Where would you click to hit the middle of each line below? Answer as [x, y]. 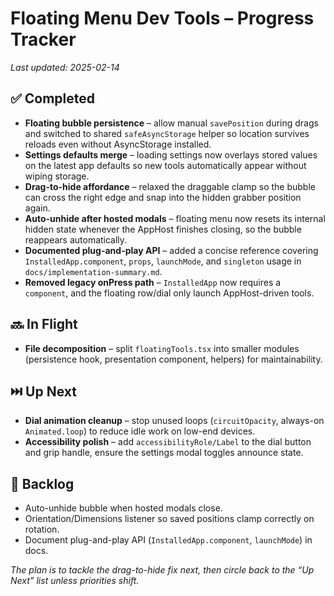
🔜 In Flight [44, 324]
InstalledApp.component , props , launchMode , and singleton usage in [163, 261]
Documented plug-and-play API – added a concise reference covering [171, 250]
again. [37, 208]
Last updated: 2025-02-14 [65, 67]
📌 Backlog [42, 483]
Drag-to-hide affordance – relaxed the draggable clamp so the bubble [170, 186]
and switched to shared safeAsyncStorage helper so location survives [167, 133]
